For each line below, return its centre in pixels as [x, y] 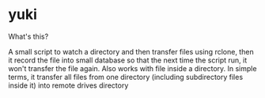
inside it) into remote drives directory [68, 85]
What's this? [28, 36]
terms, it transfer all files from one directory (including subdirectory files [126, 77]
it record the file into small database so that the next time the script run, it [128, 60]
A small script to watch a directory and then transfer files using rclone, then [131, 51]
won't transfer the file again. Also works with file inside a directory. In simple [132, 68]
